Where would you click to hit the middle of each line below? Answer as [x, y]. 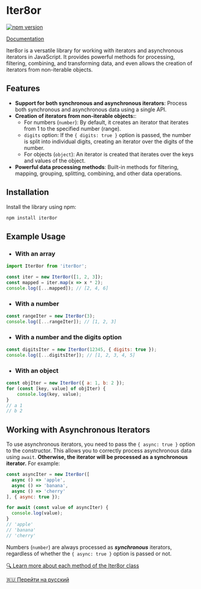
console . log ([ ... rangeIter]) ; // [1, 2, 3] [61, 322]
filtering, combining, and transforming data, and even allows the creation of [99, 63]
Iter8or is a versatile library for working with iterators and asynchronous [95, 50]
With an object [37, 371]
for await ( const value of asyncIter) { [58, 508]
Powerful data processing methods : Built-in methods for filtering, [97, 167]
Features [23, 89]
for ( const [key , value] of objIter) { [56, 389]
